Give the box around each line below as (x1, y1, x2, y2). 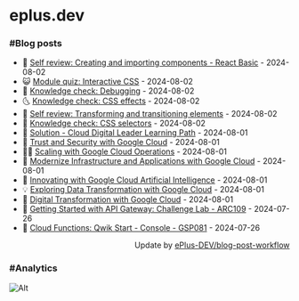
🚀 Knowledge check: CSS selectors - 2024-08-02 (21, 118, 206, 129)
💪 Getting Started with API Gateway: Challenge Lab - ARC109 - (21, 204, 252, 215)
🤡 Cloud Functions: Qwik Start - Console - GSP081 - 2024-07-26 (21, 223, 261, 233)
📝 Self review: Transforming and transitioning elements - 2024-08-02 (21, 109, 278, 119)
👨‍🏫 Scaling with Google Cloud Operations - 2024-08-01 (21, 146, 227, 157)
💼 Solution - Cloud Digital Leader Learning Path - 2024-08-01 (21, 127, 248, 138)
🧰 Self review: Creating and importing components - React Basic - (21, 57, 264, 68)
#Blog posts (9, 37, 62, 50)
